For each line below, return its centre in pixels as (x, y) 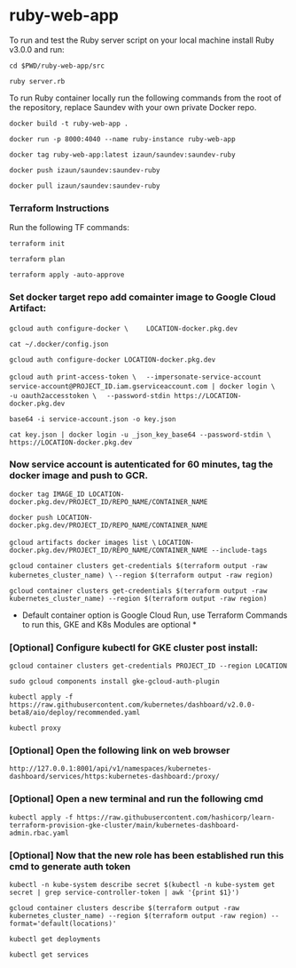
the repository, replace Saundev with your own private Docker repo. (133, 107)
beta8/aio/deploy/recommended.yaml (75, 713)
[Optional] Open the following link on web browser (120, 750)
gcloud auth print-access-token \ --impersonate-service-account (135, 377)
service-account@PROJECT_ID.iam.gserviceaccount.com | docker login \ (142, 386)
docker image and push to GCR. (79, 476)
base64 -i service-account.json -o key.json (93, 419)
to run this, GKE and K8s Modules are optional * (109, 624)
